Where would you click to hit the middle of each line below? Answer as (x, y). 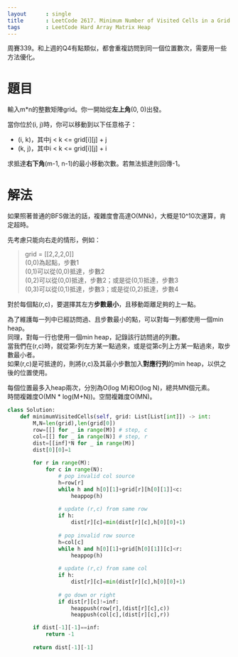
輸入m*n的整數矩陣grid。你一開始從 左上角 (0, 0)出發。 (86, 109)
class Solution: (31, 410)
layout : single (39, 14)
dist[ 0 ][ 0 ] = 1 (52, 450)
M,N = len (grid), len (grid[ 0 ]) (74, 423)
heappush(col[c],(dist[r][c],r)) (120, 615)
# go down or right (87, 595)
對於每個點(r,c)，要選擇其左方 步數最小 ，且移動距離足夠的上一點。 (104, 304)
